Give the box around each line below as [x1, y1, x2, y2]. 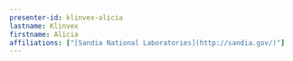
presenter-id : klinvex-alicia [9, 13, 124, 22]
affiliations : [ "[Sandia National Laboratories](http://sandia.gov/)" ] [9, 38, 285, 48]
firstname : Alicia [9, 30, 79, 39]
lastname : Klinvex [9, 22, 79, 30]
